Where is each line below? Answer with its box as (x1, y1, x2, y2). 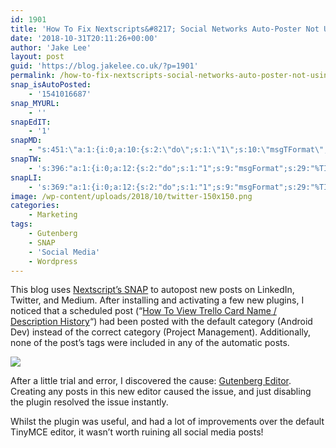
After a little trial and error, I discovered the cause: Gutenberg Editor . (10, 375, 292, 387)
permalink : (10, 71, 56, 81)
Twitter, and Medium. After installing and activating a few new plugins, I (10, 294, 305, 306)
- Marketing (28, 210, 78, 220)
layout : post (10, 52, 65, 62)
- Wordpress (28, 256, 78, 266)
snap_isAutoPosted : (10, 80, 92, 90)
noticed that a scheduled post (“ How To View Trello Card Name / (10, 305, 277, 317)
